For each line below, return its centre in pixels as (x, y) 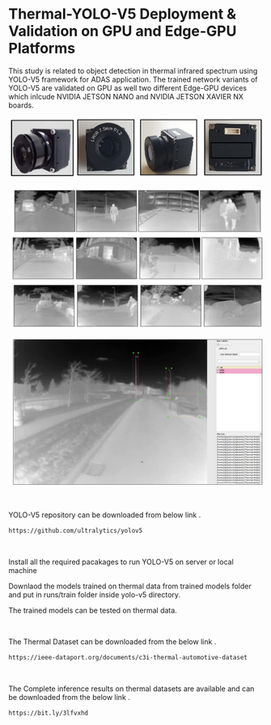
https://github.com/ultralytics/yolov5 (76, 531)
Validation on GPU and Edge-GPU (123, 31)
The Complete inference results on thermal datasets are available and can (131, 689)
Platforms (42, 48)
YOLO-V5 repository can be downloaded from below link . (105, 515)
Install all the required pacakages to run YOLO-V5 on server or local (121, 562)
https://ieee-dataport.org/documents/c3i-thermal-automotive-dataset (128, 658)
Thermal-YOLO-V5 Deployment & (123, 14)
